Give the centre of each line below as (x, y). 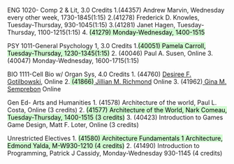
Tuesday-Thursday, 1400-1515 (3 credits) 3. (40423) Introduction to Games (115, 117)
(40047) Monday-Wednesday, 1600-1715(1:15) (73, 61)
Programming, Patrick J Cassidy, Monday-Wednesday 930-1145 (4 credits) (115, 153)
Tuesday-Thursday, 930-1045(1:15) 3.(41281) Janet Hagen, (92, 25)
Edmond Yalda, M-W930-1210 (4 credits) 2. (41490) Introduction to (104, 146)
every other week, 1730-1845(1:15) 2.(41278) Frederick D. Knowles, (103, 17)
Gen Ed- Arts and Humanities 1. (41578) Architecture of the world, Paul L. (112, 103)
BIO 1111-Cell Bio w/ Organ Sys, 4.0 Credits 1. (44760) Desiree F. (100, 74)
